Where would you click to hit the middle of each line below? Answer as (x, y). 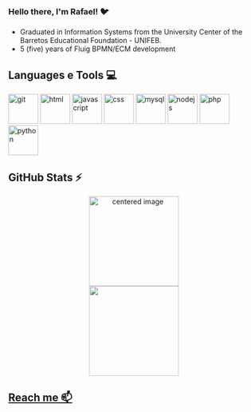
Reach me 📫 (41, 398)
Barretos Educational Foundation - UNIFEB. (90, 41)
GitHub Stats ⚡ (45, 177)
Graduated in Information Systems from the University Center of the (131, 32)
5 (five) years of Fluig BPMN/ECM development (98, 49)
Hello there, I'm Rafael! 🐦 (59, 11)
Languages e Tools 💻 (63, 75)
